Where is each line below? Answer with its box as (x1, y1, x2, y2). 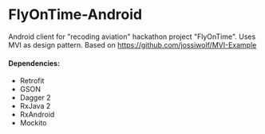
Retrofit (19, 76, 45, 86)
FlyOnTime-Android (8, 6, 142, 24)
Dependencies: (8, 58, 61, 68)
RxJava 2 (19, 101, 51, 111)
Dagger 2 (19, 93, 51, 102)
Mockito (19, 118, 47, 128)
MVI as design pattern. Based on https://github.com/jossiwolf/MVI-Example (8, 40, 257, 49)
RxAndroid (19, 109, 55, 120)
